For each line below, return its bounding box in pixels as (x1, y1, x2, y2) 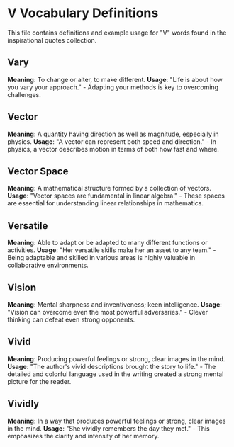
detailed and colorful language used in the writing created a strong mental (7, 370, 224, 378)
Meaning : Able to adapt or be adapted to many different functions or (7, 239, 208, 247)
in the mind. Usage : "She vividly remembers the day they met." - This (7, 424, 211, 433)
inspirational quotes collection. (7, 35, 97, 44)
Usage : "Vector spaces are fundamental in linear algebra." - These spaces (7, 191, 225, 200)
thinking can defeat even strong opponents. (7, 315, 135, 324)
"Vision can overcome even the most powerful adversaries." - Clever (7, 308, 208, 316)
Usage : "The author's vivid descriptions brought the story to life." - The (7, 362, 216, 370)
